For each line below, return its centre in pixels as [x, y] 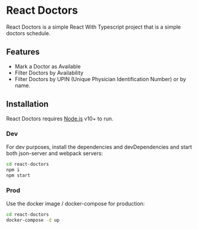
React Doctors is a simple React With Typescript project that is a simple [94, 27]
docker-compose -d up [33, 220]
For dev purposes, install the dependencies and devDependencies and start [99, 147]
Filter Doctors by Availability [49, 73]
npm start [18, 175]
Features [23, 52]
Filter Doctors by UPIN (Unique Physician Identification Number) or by [100, 79]
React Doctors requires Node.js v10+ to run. [60, 118]
